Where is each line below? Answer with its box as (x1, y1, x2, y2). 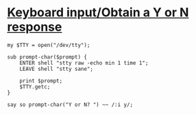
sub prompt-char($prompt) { (7, 53, 88, 61)
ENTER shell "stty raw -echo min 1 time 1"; (19, 59, 149, 66)
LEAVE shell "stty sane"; (19, 65, 94, 72)
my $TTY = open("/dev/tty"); (7, 42, 90, 48)
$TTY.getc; (19, 83, 51, 90)
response (7, 19, 62, 35)
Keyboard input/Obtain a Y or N (7, 5, 189, 20)
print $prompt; (19, 77, 63, 84)
